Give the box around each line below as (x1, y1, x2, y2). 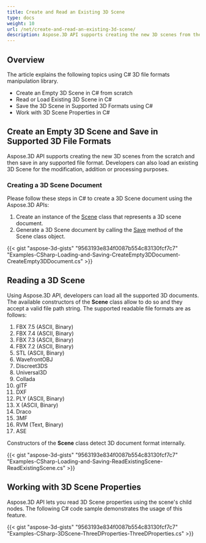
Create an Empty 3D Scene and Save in (7, 126, 158, 137)
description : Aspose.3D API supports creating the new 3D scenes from (7, 32, 191, 38)
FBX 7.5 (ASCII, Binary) (15, 323, 74, 330)
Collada (15, 375, 35, 382)
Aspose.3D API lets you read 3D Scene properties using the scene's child (7, 498, 192, 506)
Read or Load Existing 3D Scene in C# (15, 96, 112, 103)
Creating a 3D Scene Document (7, 180, 103, 189)
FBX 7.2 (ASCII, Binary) (15, 342, 74, 350)
